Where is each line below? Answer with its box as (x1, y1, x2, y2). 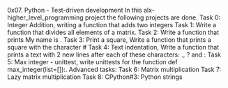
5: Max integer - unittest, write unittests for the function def (7, 58, 178, 66)
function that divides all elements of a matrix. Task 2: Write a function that (7, 28, 220, 36)
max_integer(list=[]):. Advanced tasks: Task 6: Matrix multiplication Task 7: (7, 66, 222, 73)
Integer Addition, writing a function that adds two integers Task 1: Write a (7, 21, 217, 29)
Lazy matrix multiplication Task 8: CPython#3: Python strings (7, 73, 183, 81)
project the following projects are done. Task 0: (84, 13, 221, 22)
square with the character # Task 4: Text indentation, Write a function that (7, 43, 220, 51)
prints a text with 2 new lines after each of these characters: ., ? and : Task (7, 50, 222, 59)
